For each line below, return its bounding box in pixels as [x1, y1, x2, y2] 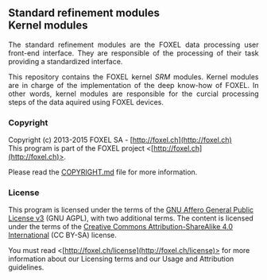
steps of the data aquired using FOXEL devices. [8, 97, 164, 106]
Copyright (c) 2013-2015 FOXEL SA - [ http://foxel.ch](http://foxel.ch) [8, 135, 232, 145]
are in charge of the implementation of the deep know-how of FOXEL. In [8, 80, 259, 90]
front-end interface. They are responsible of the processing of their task [8, 48, 259, 58]
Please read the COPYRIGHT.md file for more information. [8, 167, 198, 177]
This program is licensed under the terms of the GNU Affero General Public [8, 205, 254, 215]
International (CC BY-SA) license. [8, 230, 118, 240]
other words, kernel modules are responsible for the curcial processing [8, 89, 259, 98]
